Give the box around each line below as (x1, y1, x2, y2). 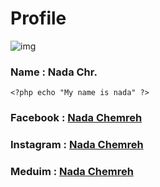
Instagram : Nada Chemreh (10, 138, 144, 152)
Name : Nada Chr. (10, 65, 98, 79)
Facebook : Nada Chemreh (10, 111, 143, 125)
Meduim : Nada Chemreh (10, 165, 134, 178)
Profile (10, 7, 67, 30)
